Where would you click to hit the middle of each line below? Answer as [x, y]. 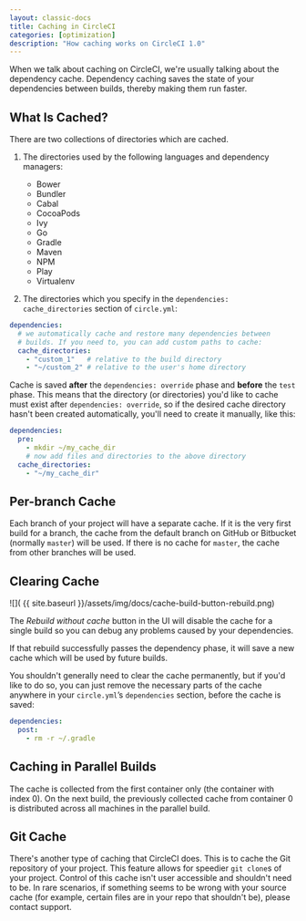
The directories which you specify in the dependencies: [126, 299]
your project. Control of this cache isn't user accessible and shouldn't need [151, 878]
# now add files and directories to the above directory [136, 456]
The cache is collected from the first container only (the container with [142, 789]
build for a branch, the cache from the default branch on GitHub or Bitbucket [153, 533]
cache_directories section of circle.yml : [100, 309]
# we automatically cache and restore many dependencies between [144, 334]
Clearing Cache [55, 581]
